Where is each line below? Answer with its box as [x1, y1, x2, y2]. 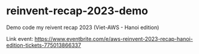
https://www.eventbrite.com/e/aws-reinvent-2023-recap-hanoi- [34, 35, 193, 42]
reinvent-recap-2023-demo [6, 4, 149, 18]
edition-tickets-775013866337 [6, 42, 82, 49]
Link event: [6, 35, 34, 42]
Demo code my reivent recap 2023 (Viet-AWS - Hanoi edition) [6, 24, 159, 31]
